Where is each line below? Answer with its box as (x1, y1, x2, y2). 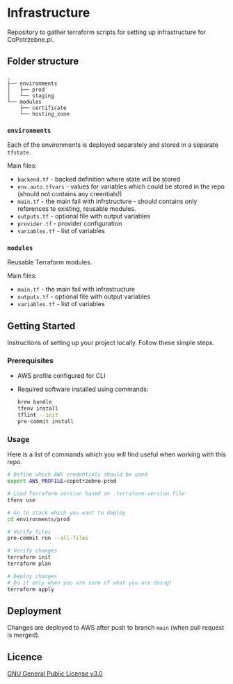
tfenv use (7, 496, 36, 504)
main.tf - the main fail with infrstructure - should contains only (17, 197, 198, 206)
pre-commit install (17, 418, 74, 425)
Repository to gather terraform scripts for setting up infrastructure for (7, 28, 207, 36)
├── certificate (19, 104, 67, 111)
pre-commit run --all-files (7, 534, 89, 542)
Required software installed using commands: (17, 385, 149, 394)
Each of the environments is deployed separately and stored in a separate (7, 141, 219, 149)
